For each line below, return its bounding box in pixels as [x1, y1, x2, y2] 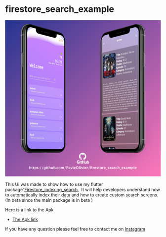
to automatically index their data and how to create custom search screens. [5, 192, 159, 198]
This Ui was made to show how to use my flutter [5, 181, 103, 187]
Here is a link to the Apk [5, 207, 54, 213]
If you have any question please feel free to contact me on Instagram [5, 226, 146, 232]
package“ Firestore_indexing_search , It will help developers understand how [5, 186, 161, 192]
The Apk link [12, 216, 38, 222]
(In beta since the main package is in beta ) [5, 197, 93, 203]
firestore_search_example [5, 3, 115, 15]
